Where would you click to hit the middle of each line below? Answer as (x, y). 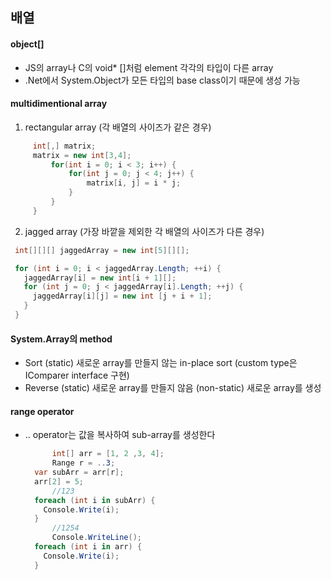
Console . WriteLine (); (96, 538)
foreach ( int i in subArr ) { (95, 500)
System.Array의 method (61, 339)
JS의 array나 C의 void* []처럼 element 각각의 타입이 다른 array (149, 67)
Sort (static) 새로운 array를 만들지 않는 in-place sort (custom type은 (161, 363)
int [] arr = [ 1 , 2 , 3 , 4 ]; (108, 454)
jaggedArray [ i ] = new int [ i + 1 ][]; (100, 278)
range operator (42, 411)
